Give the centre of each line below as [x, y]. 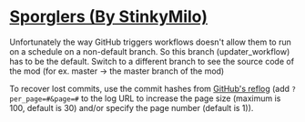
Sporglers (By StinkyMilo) [108, 17]
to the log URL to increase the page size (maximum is [181, 98]
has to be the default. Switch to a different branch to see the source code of [152, 61]
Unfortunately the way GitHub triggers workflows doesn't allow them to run [150, 42]
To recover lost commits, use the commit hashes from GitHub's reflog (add [149, 88]
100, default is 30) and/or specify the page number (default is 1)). [132, 107]
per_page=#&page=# [44, 99]
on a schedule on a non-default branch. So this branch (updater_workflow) [150, 51]
